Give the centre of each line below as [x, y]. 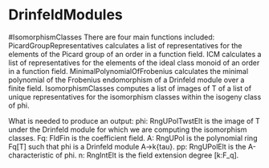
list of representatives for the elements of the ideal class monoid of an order [134, 63]
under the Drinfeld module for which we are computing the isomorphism [128, 129]
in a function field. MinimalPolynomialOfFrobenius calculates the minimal [128, 71]
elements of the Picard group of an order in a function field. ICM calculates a [135, 54]
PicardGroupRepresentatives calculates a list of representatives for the [125, 45]
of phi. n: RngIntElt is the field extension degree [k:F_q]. [147, 155]
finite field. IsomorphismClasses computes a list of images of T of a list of [130, 88]
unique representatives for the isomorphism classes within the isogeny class [135, 96]
